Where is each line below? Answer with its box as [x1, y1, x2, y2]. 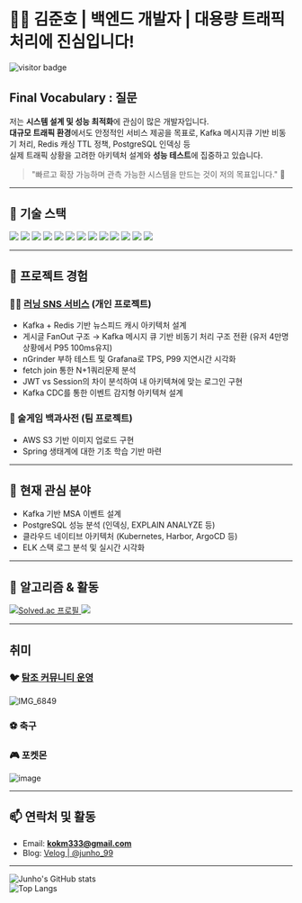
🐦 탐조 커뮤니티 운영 [9, 672, 94, 684]
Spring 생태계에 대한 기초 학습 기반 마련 [22, 446, 162, 456]
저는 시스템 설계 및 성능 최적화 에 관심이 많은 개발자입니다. [9, 115, 209, 127]
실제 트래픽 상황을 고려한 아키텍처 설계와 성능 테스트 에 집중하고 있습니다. [9, 149, 263, 160]
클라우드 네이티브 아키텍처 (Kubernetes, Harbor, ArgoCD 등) [22, 531, 238, 542]
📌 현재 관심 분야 [9, 483, 92, 498]
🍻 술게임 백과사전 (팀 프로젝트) [9, 412, 133, 425]
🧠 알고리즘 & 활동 [9, 579, 99, 595]
